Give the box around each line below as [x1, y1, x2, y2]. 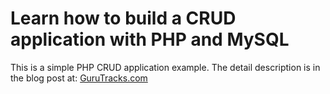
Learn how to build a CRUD [10, 7, 237, 30]
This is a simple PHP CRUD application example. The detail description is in [10, 61, 321, 73]
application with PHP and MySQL [10, 28, 290, 51]
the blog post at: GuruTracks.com [10, 72, 148, 84]
